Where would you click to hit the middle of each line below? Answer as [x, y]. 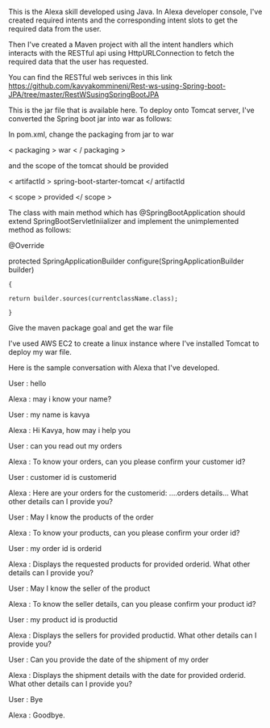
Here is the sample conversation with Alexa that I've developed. [114, 368]
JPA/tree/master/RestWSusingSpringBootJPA [84, 95]
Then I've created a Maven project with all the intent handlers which [121, 44]
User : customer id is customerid [62, 477]
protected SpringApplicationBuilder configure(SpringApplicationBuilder [126, 261]
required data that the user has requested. [79, 61]
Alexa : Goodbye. [37, 715]
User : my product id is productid [63, 620]
